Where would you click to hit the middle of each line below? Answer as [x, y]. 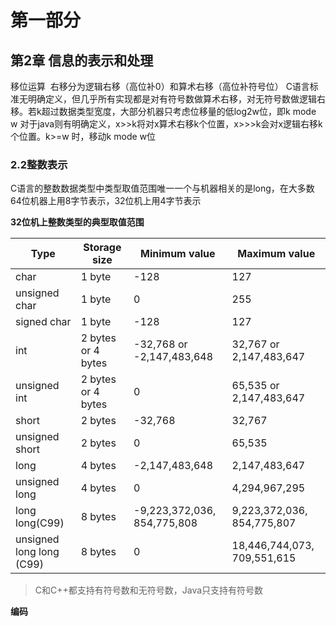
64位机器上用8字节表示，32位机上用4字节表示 [106, 201]
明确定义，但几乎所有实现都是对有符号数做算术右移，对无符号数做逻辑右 [176, 99]
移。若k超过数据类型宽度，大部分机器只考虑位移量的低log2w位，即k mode [163, 111]
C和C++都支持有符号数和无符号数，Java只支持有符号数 [149, 590]
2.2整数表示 [39, 164]
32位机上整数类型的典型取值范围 [77, 222]
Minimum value [178, 254]
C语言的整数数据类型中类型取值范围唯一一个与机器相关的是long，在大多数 [162, 188]
